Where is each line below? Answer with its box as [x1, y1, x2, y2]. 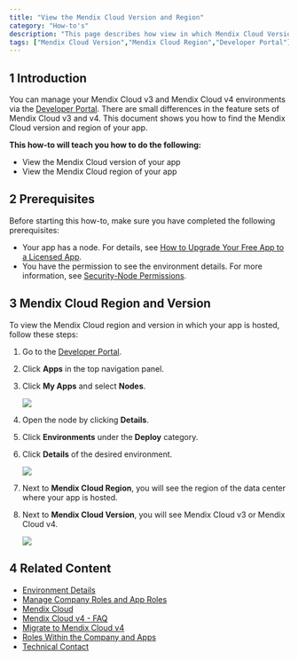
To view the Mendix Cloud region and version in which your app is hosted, [9, 319, 280, 330]
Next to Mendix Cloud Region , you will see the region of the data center [21, 483, 286, 493]
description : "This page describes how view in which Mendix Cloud [9, 29, 264, 38]
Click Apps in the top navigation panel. [21, 363, 164, 373]
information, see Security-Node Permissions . [21, 270, 187, 280]
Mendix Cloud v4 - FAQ [21, 613, 108, 624]
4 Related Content [9, 561, 112, 577]
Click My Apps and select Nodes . [21, 381, 146, 391]
